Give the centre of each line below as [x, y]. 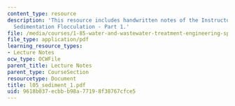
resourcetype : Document [42, 78]
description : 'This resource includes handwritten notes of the [103, 20]
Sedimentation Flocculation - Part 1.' [72, 26]
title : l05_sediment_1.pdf [47, 85]
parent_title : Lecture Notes [50, 66]
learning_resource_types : [45, 46]
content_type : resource [42, 14]
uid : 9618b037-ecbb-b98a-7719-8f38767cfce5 [72, 91]
